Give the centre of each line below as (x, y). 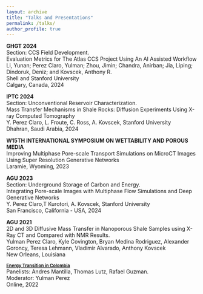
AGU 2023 (20, 178)
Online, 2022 (22, 285)
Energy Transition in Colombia (38, 266)
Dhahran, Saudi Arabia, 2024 (42, 129)
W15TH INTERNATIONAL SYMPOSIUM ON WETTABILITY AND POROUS (97, 141)
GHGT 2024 (22, 46)
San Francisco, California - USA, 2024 (54, 211)
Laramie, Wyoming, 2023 (38, 166)
